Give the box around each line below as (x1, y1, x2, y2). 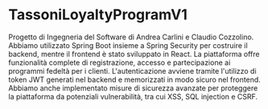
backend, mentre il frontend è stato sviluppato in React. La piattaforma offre (8, 49, 260, 59)
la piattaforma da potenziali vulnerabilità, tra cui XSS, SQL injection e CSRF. (8, 91, 258, 101)
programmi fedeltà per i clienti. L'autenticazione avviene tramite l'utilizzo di (8, 66, 257, 75)
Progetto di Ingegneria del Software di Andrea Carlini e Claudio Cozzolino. (8, 32, 254, 42)
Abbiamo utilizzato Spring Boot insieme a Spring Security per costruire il (8, 40, 248, 50)
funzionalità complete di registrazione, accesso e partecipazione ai (8, 58, 231, 67)
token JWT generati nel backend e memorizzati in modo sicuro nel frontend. (8, 75, 262, 84)
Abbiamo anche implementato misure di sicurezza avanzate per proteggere (8, 83, 258, 93)
